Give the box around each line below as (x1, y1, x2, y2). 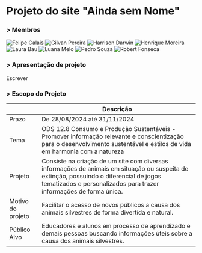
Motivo (9, 197, 29, 206)
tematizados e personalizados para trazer (41, 180, 159, 188)
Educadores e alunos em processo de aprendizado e (41, 222, 191, 230)
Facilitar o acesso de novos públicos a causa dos (41, 201, 180, 209)
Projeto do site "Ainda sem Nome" (6, 4, 180, 18)
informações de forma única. (41, 187, 123, 196)
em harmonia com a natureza (41, 147, 124, 156)
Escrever (6, 74, 28, 82)
